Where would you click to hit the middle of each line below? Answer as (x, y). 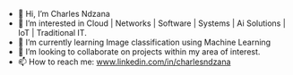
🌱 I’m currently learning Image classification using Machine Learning (144, 42)
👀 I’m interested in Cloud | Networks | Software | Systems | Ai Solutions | (152, 23)
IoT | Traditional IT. (52, 33)
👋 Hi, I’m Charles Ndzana (64, 14)
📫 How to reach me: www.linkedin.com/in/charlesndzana (124, 62)
